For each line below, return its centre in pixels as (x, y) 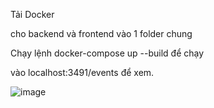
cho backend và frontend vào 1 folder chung (101, 33)
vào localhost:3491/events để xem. (82, 72)
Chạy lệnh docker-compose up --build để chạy (107, 53)
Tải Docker (32, 14)
